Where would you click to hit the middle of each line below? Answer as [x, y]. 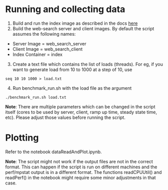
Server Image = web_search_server [49, 43]
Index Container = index [38, 54]
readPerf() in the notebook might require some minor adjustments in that [81, 177]
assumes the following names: [44, 34]
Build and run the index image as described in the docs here [75, 23]
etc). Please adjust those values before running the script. [65, 117]
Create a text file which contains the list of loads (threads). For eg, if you [88, 64]
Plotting [22, 138]
